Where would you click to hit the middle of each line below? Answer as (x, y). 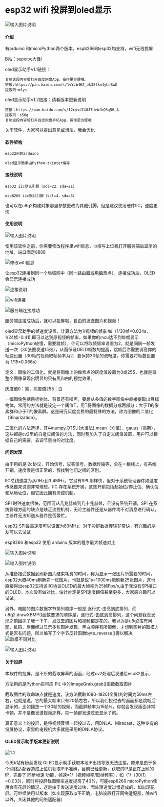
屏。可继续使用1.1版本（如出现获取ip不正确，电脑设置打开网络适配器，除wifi (81, 793)
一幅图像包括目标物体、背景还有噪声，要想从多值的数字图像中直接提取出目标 (82, 399)
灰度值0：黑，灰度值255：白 (34, 389)
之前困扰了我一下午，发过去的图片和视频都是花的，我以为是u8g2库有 (79, 621)
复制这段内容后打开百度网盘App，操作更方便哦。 (47, 80)
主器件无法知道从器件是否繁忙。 (37, 515)
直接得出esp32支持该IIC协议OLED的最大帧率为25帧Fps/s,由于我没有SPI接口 (81, 586)
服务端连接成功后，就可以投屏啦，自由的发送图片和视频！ (63, 320)
